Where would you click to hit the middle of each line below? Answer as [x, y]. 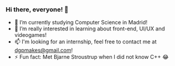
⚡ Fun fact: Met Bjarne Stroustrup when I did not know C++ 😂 [91, 57]
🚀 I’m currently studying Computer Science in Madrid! [81, 23]
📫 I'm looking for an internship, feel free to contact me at [85, 42]
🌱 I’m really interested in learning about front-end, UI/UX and [90, 29]
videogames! [30, 35]
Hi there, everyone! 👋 [37, 10]
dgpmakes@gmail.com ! [44, 51]
